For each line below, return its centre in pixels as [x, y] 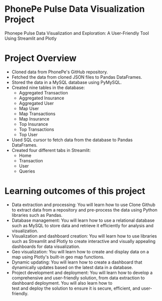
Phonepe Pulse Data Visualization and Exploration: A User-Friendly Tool [77, 33]
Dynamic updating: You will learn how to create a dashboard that [77, 262]
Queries [27, 171]
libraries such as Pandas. [37, 215]
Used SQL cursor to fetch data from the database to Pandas [72, 140]
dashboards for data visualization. [46, 246]
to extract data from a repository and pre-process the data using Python [84, 210]
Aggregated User [36, 103]
